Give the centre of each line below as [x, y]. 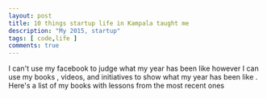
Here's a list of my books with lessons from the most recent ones [116, 86]
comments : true [34, 46]
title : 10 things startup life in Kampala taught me [99, 23]
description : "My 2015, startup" [65, 31]
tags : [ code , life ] [43, 38]
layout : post [30, 16]
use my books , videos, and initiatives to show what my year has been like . [133, 77]
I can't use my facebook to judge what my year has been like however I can [134, 68]
